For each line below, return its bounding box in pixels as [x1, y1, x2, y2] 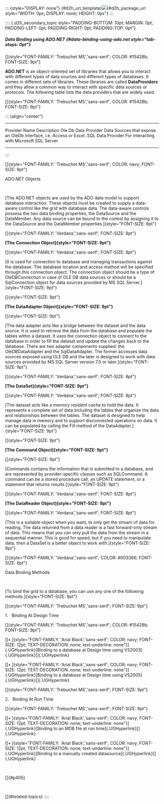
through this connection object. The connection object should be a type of [5, 269, 155, 275]
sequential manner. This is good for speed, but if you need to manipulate [5, 535, 151, 541]
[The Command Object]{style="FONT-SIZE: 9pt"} [5, 447, 108, 453]
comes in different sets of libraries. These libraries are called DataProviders [5, 79, 158, 85]
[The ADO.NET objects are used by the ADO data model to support [5, 195, 140, 200]
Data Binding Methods [5, 569, 50, 575]
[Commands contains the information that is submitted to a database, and [5, 466, 153, 472]
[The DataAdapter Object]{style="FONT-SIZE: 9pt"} [5, 304, 113, 309]
